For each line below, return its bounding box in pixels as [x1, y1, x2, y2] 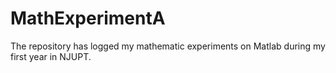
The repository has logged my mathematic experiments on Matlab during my [10, 40, 326, 52]
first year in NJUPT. [10, 50, 92, 62]
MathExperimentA [10, 7, 166, 30]
